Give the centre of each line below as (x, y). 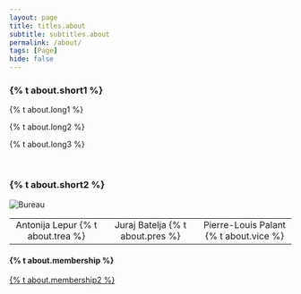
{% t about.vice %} (245, 236)
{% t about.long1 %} (46, 110)
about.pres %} (150, 236)
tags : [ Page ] (34, 51)
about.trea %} (56, 236)
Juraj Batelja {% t (150, 225)
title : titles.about (48, 26)
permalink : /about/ (46, 42)
